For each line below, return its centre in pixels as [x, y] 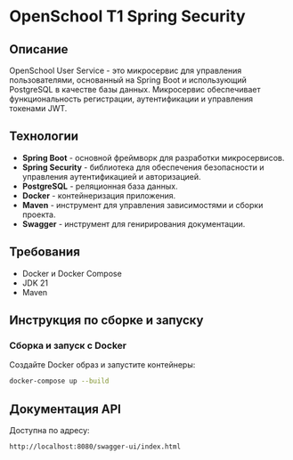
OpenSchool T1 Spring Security [128, 16]
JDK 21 [35, 283]
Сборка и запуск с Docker [68, 345]
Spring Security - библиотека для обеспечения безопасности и [143, 167]
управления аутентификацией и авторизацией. [112, 176]
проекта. [39, 214]
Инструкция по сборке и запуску [106, 321]
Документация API [65, 409]
